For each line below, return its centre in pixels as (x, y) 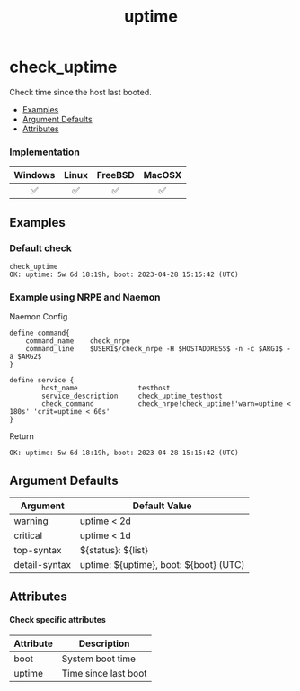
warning (31, 521)
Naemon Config (39, 317)
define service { (42, 381)
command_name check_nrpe (78, 341)
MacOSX (163, 175)
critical (28, 535)
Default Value (162, 506)
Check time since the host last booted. (81, 92)
